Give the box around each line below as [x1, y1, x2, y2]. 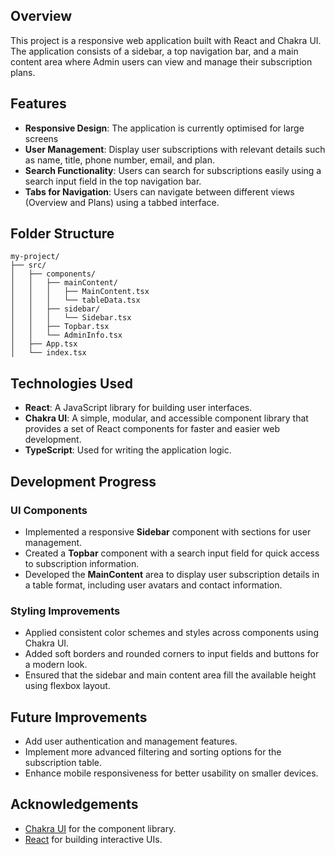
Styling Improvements [10, 604, 121, 618]
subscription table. [24, 757, 103, 769]
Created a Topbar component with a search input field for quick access [24, 547, 320, 559]
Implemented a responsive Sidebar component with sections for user [24, 525, 312, 538]
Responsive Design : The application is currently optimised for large [24, 122, 305, 134]
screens [24, 132, 59, 144]
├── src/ [10, 260, 47, 271]
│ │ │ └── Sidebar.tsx [10, 313, 132, 323]
